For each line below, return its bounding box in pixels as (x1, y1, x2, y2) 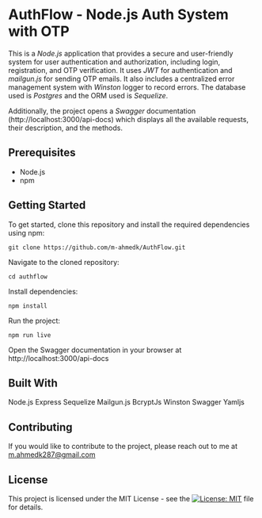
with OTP (8, 22, 70, 40)
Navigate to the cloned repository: (8, 257, 120, 267)
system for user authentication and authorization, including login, (8, 57, 221, 67)
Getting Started (8, 198, 86, 212)
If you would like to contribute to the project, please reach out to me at (8, 442, 237, 451)
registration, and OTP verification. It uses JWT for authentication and (8, 65, 233, 75)
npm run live (8, 331, 51, 339)
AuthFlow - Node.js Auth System (8, 6, 229, 24)
